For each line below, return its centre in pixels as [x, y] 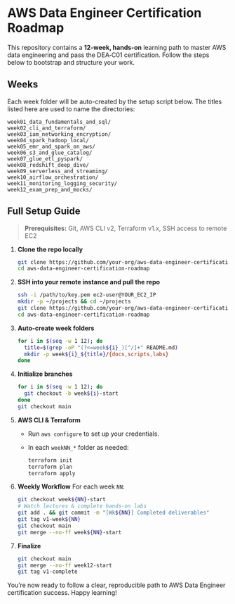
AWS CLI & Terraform [49, 420]
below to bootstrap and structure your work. [71, 62]
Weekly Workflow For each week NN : [71, 486]
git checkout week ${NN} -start [62, 500]
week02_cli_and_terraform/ [47, 128]
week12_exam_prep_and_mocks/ [50, 189]
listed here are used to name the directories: [71, 109]
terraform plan [50, 467]
